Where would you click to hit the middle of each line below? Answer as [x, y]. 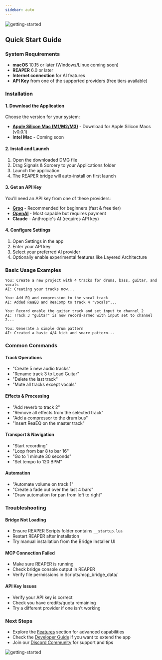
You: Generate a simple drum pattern [44, 329]
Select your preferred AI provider [46, 252]
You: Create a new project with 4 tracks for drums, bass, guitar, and [81, 281]
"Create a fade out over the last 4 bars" [53, 490]
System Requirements [33, 54]
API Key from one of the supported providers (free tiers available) [80, 81]
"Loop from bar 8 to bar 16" [41, 451]
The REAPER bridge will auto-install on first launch [64, 176]
